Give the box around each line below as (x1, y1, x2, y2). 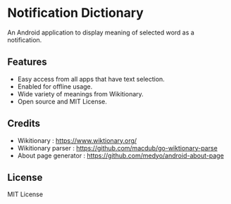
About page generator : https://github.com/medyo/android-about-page (17, 151, 224, 160)
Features (7, 56, 47, 68)
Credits (7, 117, 41, 129)
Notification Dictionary (7, 5, 144, 21)
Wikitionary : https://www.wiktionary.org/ (17, 136, 137, 145)
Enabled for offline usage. (17, 82, 93, 91)
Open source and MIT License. (17, 97, 107, 106)
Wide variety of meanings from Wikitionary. (17, 89, 144, 98)
